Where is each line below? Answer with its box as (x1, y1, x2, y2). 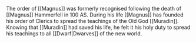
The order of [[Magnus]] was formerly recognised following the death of (6, 5, 181, 12)
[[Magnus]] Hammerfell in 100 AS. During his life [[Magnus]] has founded (6, 11, 184, 18)
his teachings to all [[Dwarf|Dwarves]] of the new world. (6, 30, 142, 37)
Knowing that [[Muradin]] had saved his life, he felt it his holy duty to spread (6, 24, 191, 31)
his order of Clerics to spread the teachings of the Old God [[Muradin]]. (6, 18, 179, 24)
